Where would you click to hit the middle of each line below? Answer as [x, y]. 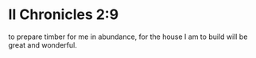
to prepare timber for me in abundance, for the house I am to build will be [128, 37]
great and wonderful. [43, 44]
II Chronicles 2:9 [64, 15]
